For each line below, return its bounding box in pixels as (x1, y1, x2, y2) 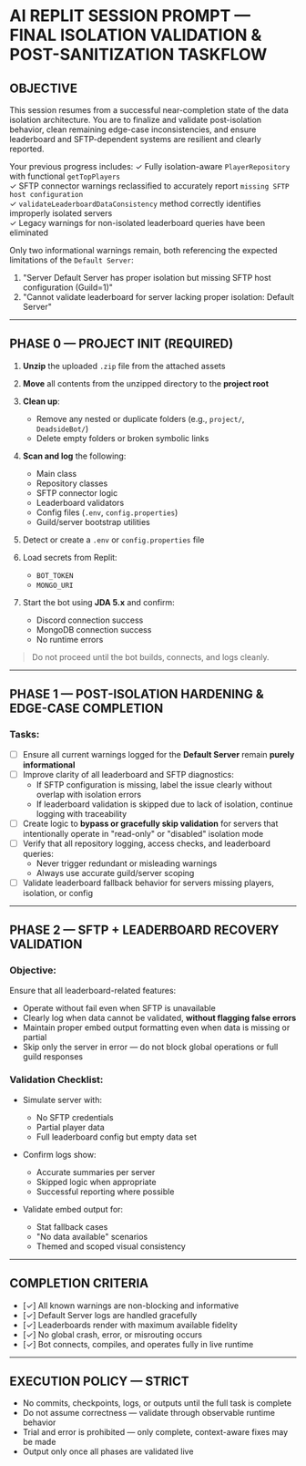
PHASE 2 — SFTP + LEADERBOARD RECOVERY (9, 923, 280, 938)
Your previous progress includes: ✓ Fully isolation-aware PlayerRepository (9, 161, 291, 171)
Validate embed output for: (22, 1203, 124, 1214)
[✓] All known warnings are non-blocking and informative (22, 1300, 240, 1311)
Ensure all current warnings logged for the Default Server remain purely (22, 748, 295, 759)
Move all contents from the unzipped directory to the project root (22, 377, 270, 388)
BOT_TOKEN (36, 571, 75, 580)
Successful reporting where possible (36, 1186, 175, 1197)
